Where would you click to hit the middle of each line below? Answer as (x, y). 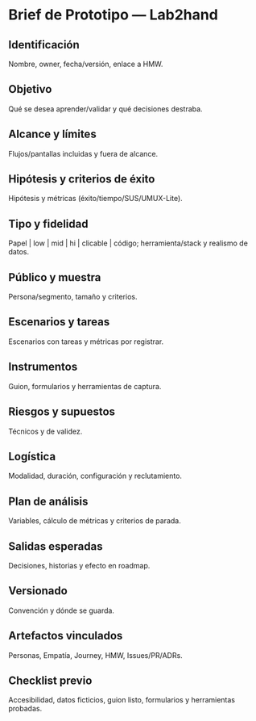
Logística (32, 457)
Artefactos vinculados (66, 636)
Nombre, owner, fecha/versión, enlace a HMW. (86, 64)
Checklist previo (50, 680)
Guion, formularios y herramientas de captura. (85, 386)
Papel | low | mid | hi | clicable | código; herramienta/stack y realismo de (128, 243)
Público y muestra (55, 277)
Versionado (38, 591)
